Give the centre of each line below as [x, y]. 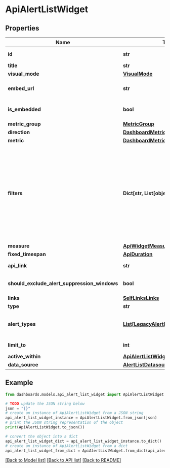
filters [15, 193]
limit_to [17, 345]
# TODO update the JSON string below [45, 403]
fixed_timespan [27, 254]
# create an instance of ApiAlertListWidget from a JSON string [74, 413]
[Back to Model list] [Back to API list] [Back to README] [63, 460]
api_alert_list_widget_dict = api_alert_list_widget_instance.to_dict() [83, 441]
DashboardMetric [145, 141]
